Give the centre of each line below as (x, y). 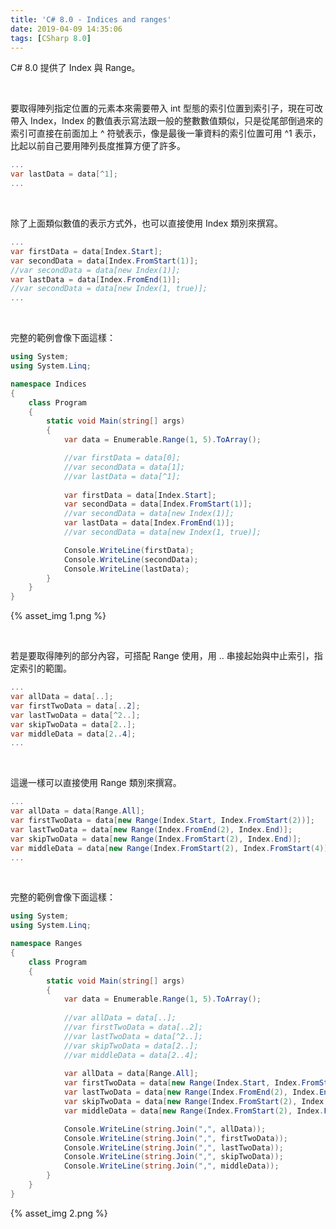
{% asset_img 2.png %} (59, 1213)
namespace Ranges (46, 944)
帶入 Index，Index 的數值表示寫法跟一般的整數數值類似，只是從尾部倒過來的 (167, 121)
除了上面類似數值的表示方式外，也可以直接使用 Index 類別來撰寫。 (146, 223)
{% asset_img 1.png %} (58, 616)
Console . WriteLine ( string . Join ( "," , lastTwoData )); (173, 1147)
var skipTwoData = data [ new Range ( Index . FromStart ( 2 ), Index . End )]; (156, 839)
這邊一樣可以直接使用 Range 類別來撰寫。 (96, 783)
